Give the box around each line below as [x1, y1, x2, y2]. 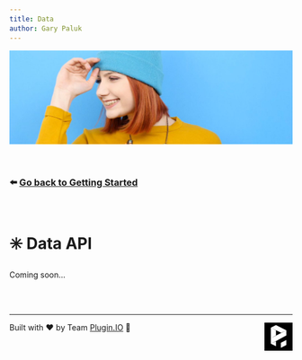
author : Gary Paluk [9, 23, 83, 33]
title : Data [9, 14, 54, 23]
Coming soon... [9, 269, 66, 280]
